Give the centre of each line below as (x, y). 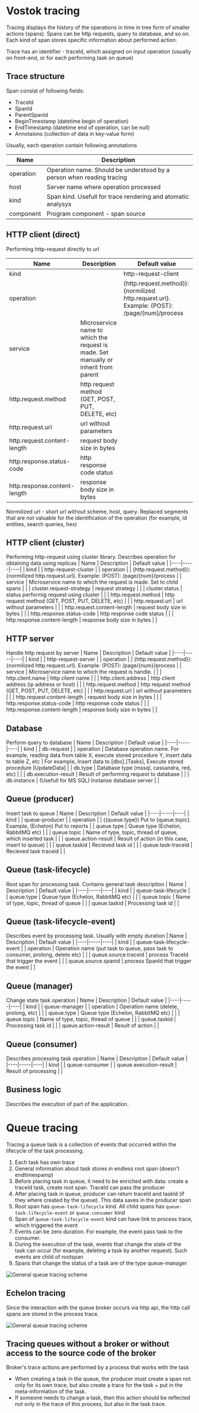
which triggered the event (46, 1225)
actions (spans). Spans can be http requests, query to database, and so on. (98, 33)
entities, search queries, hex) (41, 524)
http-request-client (151, 273)
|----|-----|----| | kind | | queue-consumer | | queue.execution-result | (92, 1065)
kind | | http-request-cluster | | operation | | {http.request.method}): (108, 569)
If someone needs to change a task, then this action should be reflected (102, 1398)
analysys (59, 204)
